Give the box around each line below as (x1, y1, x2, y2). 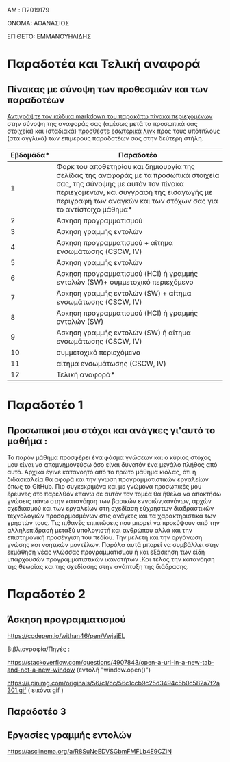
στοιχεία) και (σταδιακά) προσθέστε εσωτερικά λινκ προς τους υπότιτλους (7, 127, 220, 135)
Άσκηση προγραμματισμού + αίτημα (56, 238, 173, 247)
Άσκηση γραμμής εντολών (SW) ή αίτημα (56, 328, 192, 338)
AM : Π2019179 (7, 6, 50, 14)
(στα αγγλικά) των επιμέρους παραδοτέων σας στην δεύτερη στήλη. (7, 134, 204, 142)
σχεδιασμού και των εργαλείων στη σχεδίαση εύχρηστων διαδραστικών (7, 505, 214, 512)
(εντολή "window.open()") (76, 665, 151, 674)
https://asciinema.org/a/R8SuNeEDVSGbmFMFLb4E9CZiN (7, 748, 172, 756)
